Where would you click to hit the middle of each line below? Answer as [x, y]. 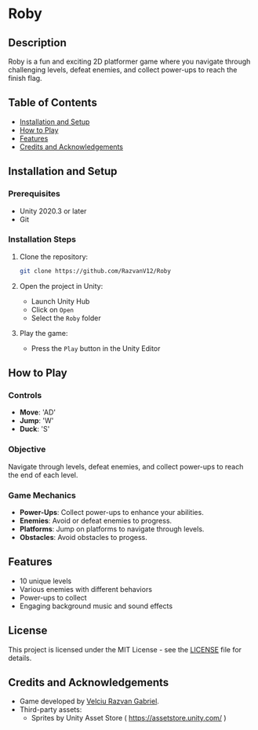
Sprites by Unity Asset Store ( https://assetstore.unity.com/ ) [129, 718]
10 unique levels [45, 581]
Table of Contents [53, 103]
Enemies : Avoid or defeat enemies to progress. [96, 520]
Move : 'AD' [38, 412]
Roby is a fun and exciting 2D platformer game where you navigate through [129, 61]
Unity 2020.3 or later [53, 211]
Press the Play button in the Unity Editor [96, 348]
